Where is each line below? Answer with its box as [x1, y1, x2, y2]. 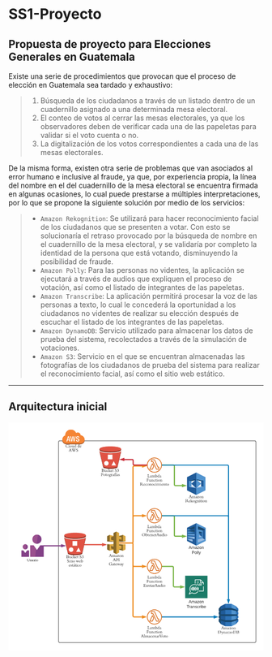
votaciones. [40, 343, 79, 352]
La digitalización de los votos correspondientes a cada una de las [40, 139, 259, 149]
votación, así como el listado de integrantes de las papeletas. [40, 283, 244, 292]
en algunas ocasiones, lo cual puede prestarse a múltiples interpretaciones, [8, 189, 261, 199]
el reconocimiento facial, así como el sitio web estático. [40, 369, 225, 378]
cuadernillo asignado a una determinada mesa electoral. [40, 105, 228, 114]
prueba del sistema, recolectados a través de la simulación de [40, 335, 247, 344]
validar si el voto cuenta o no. [40, 131, 139, 140]
